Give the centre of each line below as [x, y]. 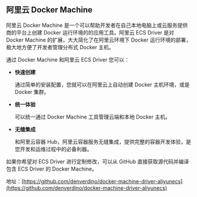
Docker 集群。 [32, 91]
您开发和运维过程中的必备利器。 [53, 149]
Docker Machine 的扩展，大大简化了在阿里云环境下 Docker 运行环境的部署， [98, 40]
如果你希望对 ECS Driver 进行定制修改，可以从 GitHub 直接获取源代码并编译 [98, 161]
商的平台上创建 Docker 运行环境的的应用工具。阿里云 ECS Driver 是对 [90, 32]
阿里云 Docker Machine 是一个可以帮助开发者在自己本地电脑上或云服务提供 [97, 25]
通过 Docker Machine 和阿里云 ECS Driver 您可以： [68, 59]
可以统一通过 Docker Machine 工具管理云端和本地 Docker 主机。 [92, 117]
